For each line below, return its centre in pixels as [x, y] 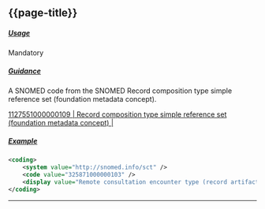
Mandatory [26, 53]
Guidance [24, 71]
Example [23, 140]
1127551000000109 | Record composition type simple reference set [118, 114]
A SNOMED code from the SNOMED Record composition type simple [120, 91]
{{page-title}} [43, 13]
